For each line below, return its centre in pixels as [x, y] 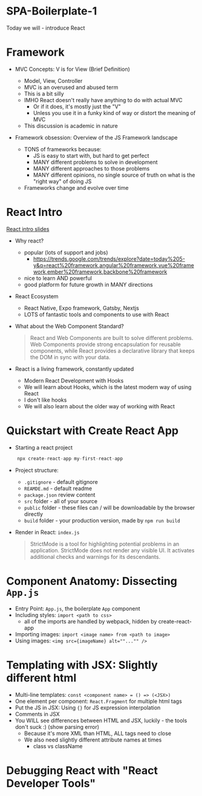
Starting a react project [44, 447]
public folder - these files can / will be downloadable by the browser [109, 507]
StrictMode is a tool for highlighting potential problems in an [105, 544]
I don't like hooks [45, 400]
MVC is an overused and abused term [71, 87]
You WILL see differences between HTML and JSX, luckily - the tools [101, 720]
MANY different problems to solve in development [96, 162]
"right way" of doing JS [62, 181]
